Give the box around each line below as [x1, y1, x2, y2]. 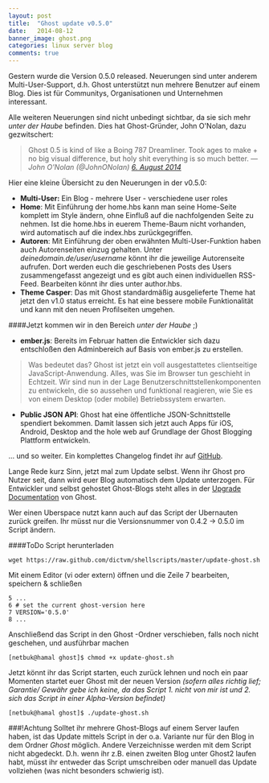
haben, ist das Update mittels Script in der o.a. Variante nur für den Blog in [8, 731, 255, 741]
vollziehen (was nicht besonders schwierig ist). [8, 766, 165, 775]
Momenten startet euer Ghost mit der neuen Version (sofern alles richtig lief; [8, 677, 261, 686]
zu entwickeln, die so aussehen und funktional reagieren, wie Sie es [27, 385, 253, 395]
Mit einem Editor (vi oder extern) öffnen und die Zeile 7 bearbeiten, [8, 571, 230, 579]
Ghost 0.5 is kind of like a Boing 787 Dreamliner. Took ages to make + [27, 146, 259, 155]
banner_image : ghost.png [8, 34, 92, 43]
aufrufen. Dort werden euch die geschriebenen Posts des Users [19, 262, 232, 271]
